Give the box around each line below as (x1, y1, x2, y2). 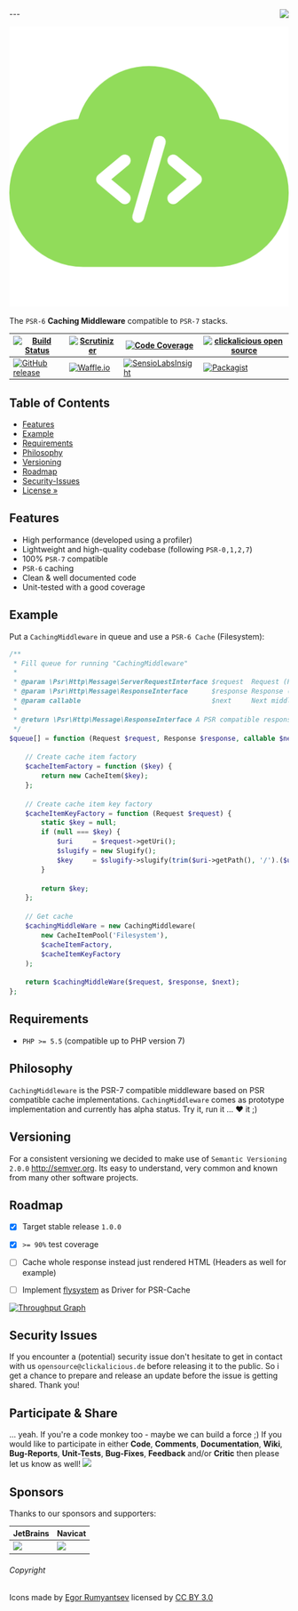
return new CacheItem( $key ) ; (41, 771, 149, 781)
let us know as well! (9, 1459, 82, 1470)
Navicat (56, 1527, 87, 1538)
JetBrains (12, 1527, 50, 1538)
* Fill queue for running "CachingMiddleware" (12, 658, 189, 668)
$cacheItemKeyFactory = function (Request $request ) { (25, 809, 232, 818)
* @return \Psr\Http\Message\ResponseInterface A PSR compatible (12, 715, 260, 724)
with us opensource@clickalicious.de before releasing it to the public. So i (9, 1361, 279, 1372)
